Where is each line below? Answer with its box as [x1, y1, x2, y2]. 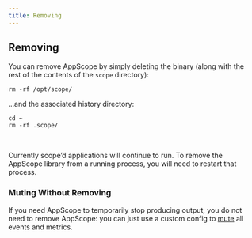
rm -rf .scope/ [8, 122, 59, 130]
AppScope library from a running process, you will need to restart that [8, 159, 237, 168]
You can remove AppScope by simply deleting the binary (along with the [8, 62, 244, 71]
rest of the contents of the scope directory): [8, 70, 149, 80]
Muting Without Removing [8, 187, 112, 198]
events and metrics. [8, 222, 73, 232]
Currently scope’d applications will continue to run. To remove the [8, 151, 223, 161]
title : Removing [8, 11, 62, 20]
